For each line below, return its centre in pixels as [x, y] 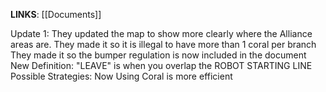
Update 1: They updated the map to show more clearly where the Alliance [161, 33]
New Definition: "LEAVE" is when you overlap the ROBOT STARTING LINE [161, 65]
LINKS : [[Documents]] [56, 14]
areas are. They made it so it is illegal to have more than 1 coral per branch [163, 44]
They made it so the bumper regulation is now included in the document [158, 55]
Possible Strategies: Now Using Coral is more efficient [121, 76]
